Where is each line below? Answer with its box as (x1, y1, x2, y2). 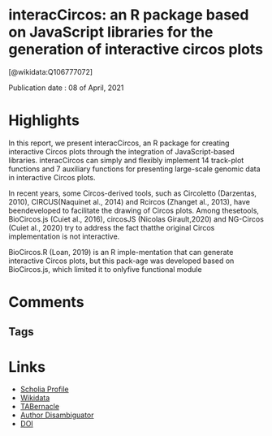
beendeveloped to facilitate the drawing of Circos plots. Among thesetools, (8, 205, 260, 215)
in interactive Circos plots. (8, 172, 96, 182)
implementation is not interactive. (8, 231, 120, 241)
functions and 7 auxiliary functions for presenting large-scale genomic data (8, 164, 261, 174)
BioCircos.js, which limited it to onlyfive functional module (8, 264, 202, 274)
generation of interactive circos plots (8, 41, 264, 58)
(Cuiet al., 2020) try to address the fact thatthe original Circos (8, 222, 215, 232)
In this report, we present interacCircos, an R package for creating (8, 138, 230, 148)
